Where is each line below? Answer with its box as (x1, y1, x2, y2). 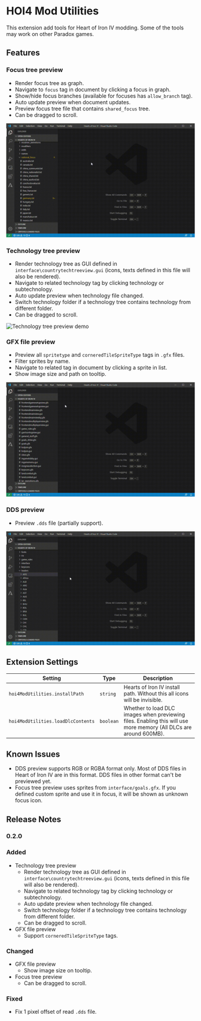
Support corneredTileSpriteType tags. (23, 932, 118, 939)
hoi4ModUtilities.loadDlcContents (8, 718, 95, 724)
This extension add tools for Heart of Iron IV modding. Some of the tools (6, 24, 184, 31)
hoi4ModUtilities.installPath (8, 691, 84, 697)
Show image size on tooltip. (23, 967, 93, 974)
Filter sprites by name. (14, 358, 71, 365)
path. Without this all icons (123, 689, 189, 697)
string (99, 691, 117, 697)
